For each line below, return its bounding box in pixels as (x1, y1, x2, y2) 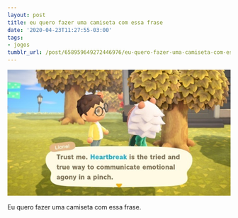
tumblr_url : (7, 49, 42, 56)
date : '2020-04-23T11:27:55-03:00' (7, 26, 113, 33)
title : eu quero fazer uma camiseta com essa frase (7, 18, 163, 26)
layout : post (7, 11, 46, 18)
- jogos (7, 41, 30, 49)
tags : (7, 34, 23, 41)
